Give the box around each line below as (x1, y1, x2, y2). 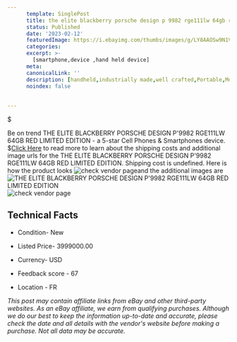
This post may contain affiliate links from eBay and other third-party (7, 296, 207, 305)
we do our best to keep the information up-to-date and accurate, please (7, 312, 218, 320)
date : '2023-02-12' (25, 30, 83, 37)
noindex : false (25, 83, 71, 90)
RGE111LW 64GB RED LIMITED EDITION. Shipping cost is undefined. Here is (7, 159, 227, 167)
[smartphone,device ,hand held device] (32, 57, 150, 64)
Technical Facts (7, 209, 79, 221)
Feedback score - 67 (17, 269, 79, 278)
